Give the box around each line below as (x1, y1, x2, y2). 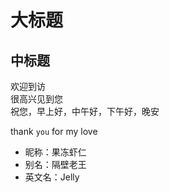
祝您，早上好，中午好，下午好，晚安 (10, 106, 160, 117)
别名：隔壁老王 (24, 159, 87, 170)
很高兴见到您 (10, 93, 63, 105)
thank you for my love (10, 126, 98, 137)
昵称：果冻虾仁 (24, 146, 87, 158)
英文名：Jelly (24, 171, 80, 183)
